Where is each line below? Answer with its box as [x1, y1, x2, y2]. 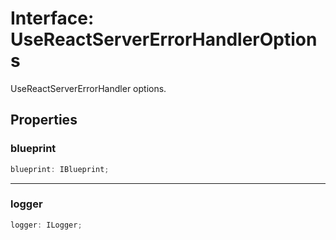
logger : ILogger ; [10, 220, 83, 230]
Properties [10, 112, 78, 129]
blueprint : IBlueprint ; [10, 164, 110, 174]
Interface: [10, 7, 95, 30]
